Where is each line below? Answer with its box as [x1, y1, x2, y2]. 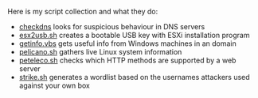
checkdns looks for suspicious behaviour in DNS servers [18, 22, 205, 31]
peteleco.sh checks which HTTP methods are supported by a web [18, 55, 236, 65]
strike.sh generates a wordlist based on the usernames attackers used [18, 73, 250, 81]
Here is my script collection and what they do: [7, 7, 158, 16]
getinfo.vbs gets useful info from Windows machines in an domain [18, 39, 236, 48]
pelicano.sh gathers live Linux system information [18, 47, 182, 56]
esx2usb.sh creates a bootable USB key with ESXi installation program [18, 31, 250, 40]
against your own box [18, 81, 91, 90]
